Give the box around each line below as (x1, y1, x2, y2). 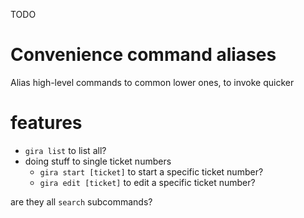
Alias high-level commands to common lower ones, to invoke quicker (10, 76, 295, 88)
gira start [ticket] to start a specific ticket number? (39, 165, 264, 178)
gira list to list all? (24, 144, 107, 156)
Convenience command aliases (10, 44, 277, 66)
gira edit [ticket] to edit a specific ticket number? (39, 176, 256, 188)
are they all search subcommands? (10, 195, 153, 208)
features (10, 112, 83, 134)
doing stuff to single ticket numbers (24, 155, 172, 167)
